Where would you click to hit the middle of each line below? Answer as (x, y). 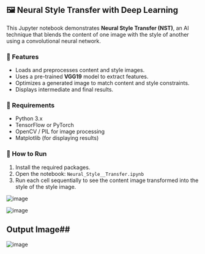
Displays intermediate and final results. (64, 90)
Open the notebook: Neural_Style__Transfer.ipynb (80, 173)
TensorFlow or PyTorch (45, 125)
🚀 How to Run (27, 154)
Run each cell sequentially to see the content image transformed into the (107, 180)
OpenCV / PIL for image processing (60, 132)
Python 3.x (29, 118)
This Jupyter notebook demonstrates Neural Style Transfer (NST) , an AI (98, 28)
